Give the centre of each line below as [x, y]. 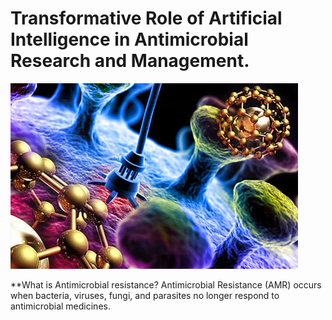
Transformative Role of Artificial [146, 18]
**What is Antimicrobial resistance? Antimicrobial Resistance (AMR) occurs [166, 284]
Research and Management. [130, 61]
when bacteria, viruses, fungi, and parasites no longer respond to [145, 295]
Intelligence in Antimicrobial [129, 39]
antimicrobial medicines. [60, 306]
